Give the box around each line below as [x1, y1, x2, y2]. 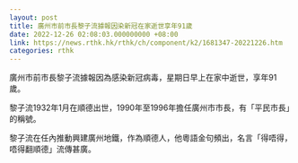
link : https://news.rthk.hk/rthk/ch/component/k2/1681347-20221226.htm [9, 38, 283, 47]
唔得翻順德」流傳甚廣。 [9, 144, 96, 155]
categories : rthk [9, 47, 74, 56]
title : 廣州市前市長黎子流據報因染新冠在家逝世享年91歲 [9, 21, 193, 30]
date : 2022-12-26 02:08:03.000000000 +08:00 [9, 30, 179, 39]
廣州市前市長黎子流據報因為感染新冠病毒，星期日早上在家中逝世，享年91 [9, 73, 277, 83]
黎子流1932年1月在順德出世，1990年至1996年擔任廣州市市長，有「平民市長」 [9, 102, 290, 113]
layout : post [9, 13, 58, 22]
